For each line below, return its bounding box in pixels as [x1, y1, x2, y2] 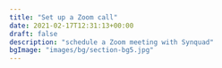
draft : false [9, 29, 58, 38]
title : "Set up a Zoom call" [9, 12, 118, 22]
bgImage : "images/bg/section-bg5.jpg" [9, 46, 154, 55]
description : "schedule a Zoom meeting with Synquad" [9, 37, 215, 47]
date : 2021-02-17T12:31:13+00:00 [9, 21, 134, 30]
